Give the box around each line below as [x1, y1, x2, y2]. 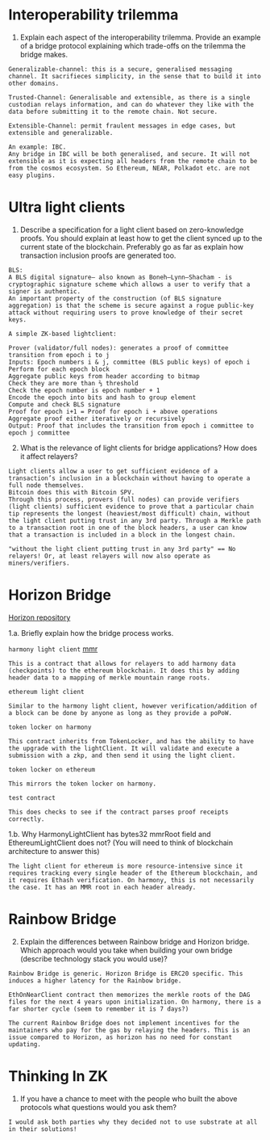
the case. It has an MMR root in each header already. [8, 883, 197, 891]
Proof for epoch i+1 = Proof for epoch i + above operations [8, 407, 218, 415]
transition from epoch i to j [8, 351, 110, 359]
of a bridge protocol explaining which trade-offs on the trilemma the [19, 40, 246, 50]
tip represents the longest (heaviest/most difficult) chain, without [8, 509, 251, 518]
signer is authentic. [8, 287, 81, 296]
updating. [8, 1040, 42, 1048]
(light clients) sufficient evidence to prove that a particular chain [8, 503, 254, 511]
